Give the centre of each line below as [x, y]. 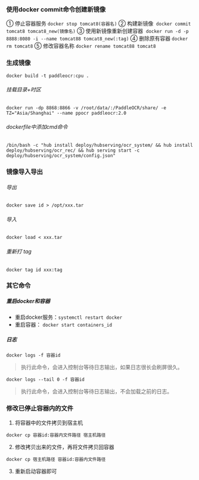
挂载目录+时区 [24, 90]
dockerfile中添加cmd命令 [37, 127]
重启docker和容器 [28, 301]
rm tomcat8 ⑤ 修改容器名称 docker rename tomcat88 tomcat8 [81, 46]
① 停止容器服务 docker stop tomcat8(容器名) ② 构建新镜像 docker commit [99, 24]
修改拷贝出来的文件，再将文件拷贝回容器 [64, 447]
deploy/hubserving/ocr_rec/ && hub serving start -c [73, 150]
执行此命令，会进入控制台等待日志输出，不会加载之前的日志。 [97, 392]
